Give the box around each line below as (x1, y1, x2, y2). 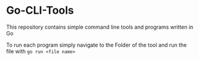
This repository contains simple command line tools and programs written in (6, 23, 194, 30)
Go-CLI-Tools (6, 4, 74, 17)
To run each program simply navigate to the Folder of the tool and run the (6, 41, 187, 48)
